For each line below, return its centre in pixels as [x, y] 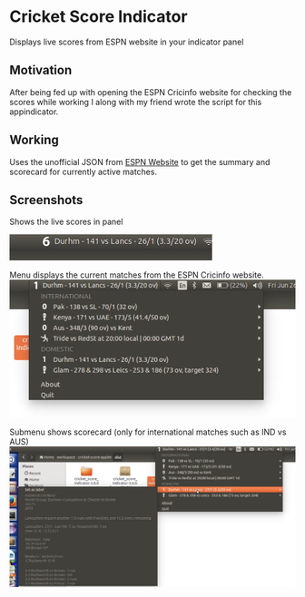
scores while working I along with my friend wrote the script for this [136, 102]
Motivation [41, 70]
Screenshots [46, 200]
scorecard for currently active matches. [83, 171]
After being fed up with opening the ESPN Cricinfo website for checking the [151, 92]
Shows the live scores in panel [66, 222]
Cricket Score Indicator [98, 17]
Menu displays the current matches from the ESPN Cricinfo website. [137, 275]
